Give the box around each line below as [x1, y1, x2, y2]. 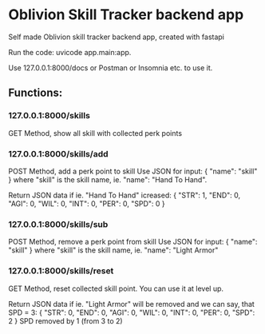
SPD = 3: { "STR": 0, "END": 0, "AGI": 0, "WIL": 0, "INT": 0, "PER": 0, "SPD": [8, 308, 255, 317]
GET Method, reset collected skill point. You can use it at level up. [8, 284, 224, 293]
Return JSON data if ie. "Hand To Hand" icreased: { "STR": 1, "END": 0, [8, 190, 241, 200]
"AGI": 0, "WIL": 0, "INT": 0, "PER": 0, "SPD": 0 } [8, 198, 165, 209]
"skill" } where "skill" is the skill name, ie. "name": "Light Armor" [8, 245, 219, 255]
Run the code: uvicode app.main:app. [8, 47, 132, 57]
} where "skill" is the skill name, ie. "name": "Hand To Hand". [8, 174, 208, 185]
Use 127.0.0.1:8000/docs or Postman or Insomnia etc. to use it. [8, 62, 213, 73]
